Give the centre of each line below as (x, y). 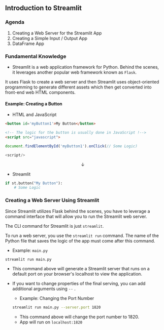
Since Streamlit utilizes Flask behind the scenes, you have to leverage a (78, 211)
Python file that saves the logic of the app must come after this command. (80, 241)
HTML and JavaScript (34, 115)
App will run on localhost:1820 (51, 322)
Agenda (15, 22)
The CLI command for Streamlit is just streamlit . (55, 226)
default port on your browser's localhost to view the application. (77, 274)
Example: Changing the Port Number (57, 298)
